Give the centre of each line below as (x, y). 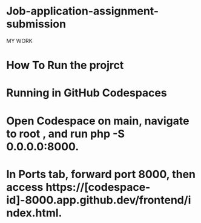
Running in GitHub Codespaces (87, 93)
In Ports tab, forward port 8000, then (101, 174)
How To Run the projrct (65, 65)
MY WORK (20, 41)
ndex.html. (34, 213)
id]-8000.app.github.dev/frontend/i (99, 200)
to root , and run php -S (66, 134)
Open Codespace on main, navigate (98, 121)
